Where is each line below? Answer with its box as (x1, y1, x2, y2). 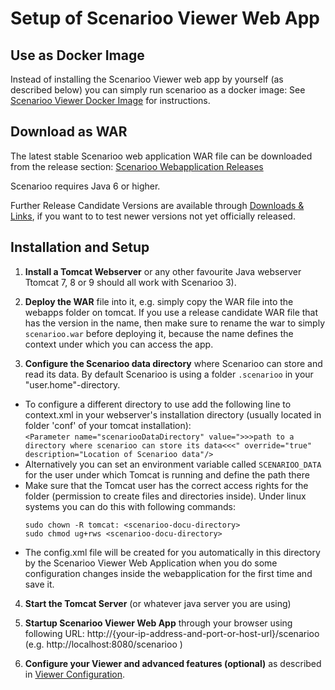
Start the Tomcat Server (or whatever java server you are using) (24, 597, 292, 609)
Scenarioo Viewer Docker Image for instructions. (10, 95, 211, 106)
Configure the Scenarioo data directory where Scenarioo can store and (24, 357, 323, 369)
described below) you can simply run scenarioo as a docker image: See (10, 84, 306, 96)
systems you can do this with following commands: (24, 500, 236, 512)
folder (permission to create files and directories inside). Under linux (24, 490, 307, 502)
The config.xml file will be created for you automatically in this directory (24, 546, 321, 558)
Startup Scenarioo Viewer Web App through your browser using (24, 617, 293, 629)
